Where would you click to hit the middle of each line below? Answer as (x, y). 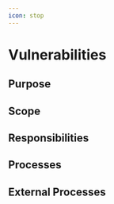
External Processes (57, 192)
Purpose (30, 84)
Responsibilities (49, 138)
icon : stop (26, 15)
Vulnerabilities (57, 54)
